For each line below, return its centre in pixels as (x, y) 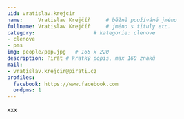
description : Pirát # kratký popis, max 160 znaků (81, 58)
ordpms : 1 (27, 90)
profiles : (21, 77)
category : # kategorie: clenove (81, 33)
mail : (15, 65)
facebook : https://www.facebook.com (66, 84)
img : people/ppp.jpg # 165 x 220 (58, 52)
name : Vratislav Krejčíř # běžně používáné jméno (92, 20)
